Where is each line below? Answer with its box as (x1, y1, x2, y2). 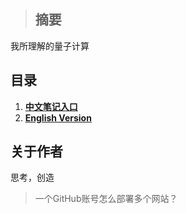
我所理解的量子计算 (10, 40, 90, 52)
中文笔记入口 (24, 100, 78, 112)
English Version (24, 111, 92, 124)
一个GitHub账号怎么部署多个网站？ (34, 193, 178, 205)
